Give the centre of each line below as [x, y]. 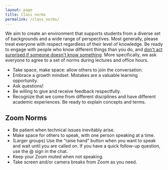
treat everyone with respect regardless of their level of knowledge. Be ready [84, 44]
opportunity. [25, 80]
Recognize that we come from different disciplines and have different [84, 97]
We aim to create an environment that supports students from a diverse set [83, 34]
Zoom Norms [26, 118]
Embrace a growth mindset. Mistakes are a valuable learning [75, 75]
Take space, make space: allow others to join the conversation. [78, 70]
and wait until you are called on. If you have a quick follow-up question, [87, 146]
